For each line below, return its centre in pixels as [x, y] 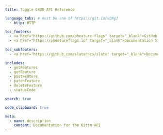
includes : [15, 63]
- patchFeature [25, 81]
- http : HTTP [23, 23]
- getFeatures [24, 67]
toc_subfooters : [21, 50]
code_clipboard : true [27, 107]
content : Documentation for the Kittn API [57, 125]
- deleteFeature [26, 85]
